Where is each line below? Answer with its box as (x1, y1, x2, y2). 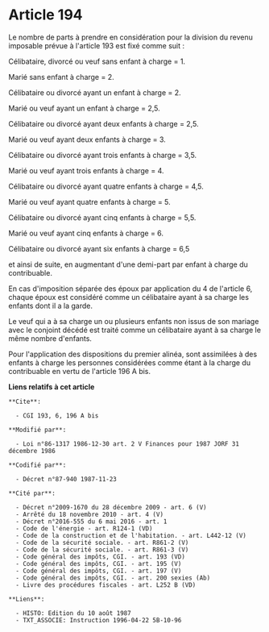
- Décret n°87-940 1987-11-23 (15, 475, 117, 483)
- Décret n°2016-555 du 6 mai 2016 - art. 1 (15, 518, 168, 526)
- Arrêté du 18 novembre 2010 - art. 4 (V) (15, 510, 163, 518)
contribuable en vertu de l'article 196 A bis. (8, 366, 151, 376)
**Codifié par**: (8, 461, 67, 469)
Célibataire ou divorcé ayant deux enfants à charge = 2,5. (8, 118, 199, 128)
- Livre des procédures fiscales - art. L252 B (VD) (15, 580, 197, 589)
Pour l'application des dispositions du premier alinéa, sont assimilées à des (8, 349, 258, 359)
